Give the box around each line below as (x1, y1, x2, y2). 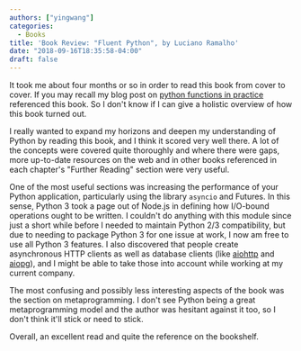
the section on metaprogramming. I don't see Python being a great (9, 294, 256, 305)
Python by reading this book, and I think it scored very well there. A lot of (9, 136, 279, 146)
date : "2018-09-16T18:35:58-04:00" (9, 47, 143, 56)
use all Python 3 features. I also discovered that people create (9, 239, 239, 249)
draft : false (9, 55, 58, 64)
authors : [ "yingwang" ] (9, 13, 94, 22)
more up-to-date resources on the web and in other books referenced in (9, 155, 277, 165)
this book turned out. (9, 109, 87, 119)
